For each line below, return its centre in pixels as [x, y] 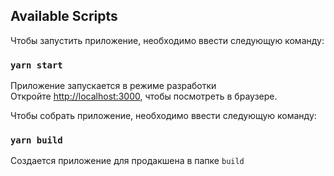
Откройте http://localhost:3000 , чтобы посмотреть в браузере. [144, 96]
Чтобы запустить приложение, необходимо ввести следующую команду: [167, 40]
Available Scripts [64, 16]
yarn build [36, 140]
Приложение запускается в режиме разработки [113, 86]
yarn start [36, 65]
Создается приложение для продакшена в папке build [127, 161]
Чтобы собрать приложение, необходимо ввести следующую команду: [163, 116]
